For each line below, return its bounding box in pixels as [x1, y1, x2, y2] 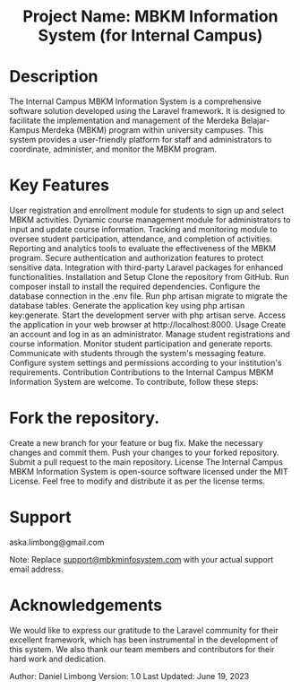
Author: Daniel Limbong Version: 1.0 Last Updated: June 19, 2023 [9, 670, 250, 681]
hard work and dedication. [9, 653, 107, 664]
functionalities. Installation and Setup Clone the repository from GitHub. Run [9, 272, 289, 283]
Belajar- [240, 115, 270, 127]
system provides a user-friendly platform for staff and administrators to [9, 135, 272, 145]
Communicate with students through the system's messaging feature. [9, 348, 267, 359]
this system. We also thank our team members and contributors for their [9, 643, 275, 654]
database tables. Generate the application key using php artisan [9, 301, 245, 311]
